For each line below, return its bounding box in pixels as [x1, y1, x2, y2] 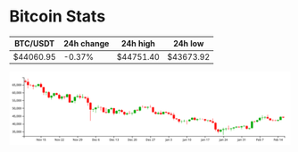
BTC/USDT [14, 38, 55, 49]
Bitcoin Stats [9, 6, 106, 27]
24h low [172, 38, 204, 49]
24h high [120, 38, 156, 49]
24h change [63, 38, 110, 49]
